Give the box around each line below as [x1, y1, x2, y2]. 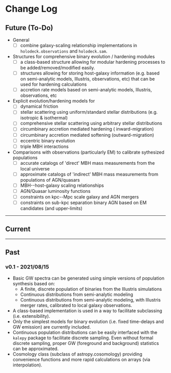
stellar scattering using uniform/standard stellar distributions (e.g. [20, 109, 158, 115]
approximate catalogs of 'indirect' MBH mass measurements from [20, 171, 159, 177]
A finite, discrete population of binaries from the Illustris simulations [20, 286, 162, 292]
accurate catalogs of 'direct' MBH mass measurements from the [20, 160, 155, 166]
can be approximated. [12, 345, 59, 352]
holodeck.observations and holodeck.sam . [20, 48, 108, 54]
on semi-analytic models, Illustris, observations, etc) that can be [20, 76, 155, 82]
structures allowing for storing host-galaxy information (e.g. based [20, 70, 160, 77]
